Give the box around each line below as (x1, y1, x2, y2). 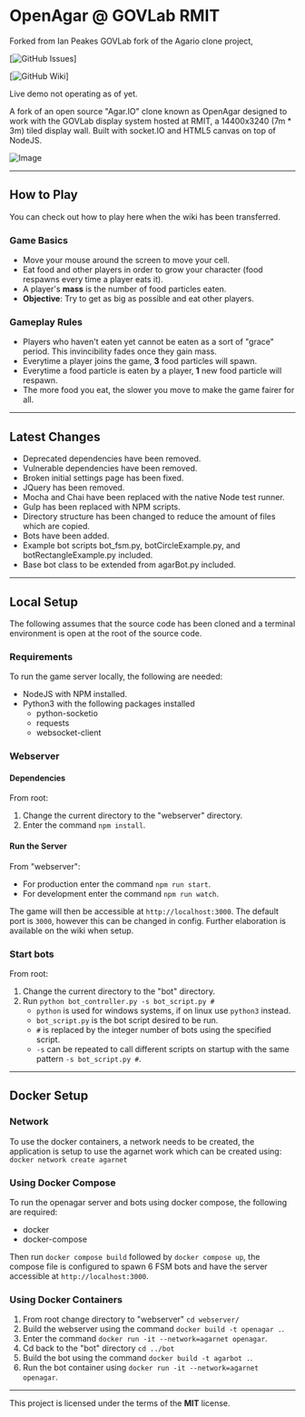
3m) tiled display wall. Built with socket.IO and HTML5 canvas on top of (9, 124, 277, 136)
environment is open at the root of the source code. (9, 627, 202, 638)
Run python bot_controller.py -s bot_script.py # (22, 995, 215, 1006)
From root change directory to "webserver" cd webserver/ (22, 1314, 240, 1325)
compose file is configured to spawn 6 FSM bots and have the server (9, 1261, 268, 1272)
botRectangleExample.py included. (22, 550, 153, 561)
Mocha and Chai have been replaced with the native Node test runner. (22, 492, 285, 503)
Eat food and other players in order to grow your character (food (22, 264, 263, 275)
